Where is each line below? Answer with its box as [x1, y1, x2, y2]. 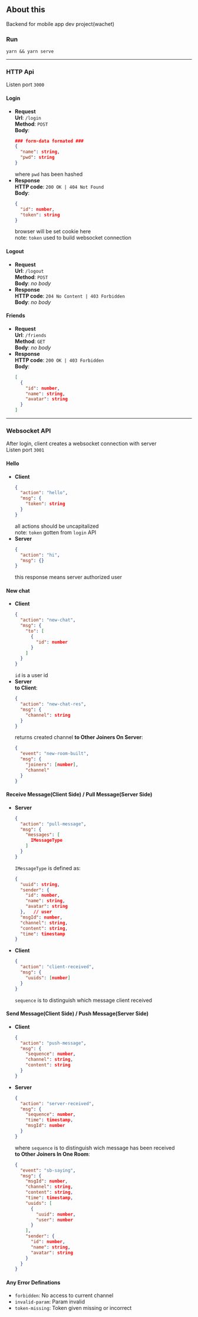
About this [6, 5, 45, 15]
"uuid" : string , [20, 881, 60, 887]
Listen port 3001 [6, 446, 45, 453]
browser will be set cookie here [14, 228, 91, 235]
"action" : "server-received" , [20, 1100, 94, 1106]
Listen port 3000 [6, 81, 45, 88]
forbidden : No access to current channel [14, 1292, 114, 1299]
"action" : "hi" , [20, 552, 60, 558]
